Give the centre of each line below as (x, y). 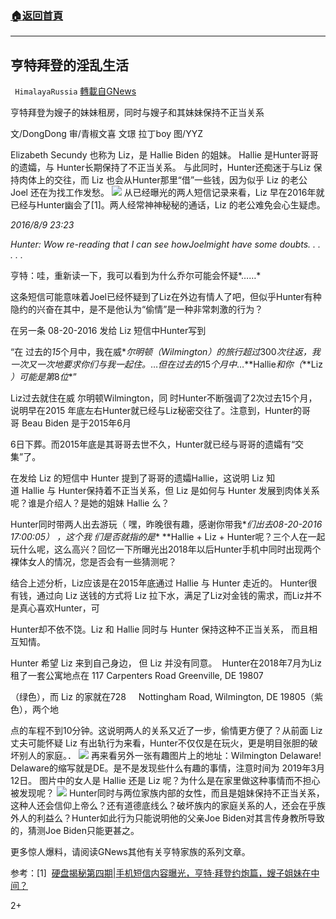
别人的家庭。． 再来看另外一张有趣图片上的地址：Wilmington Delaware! (170, 756)
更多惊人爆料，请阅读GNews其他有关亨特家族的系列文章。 (130, 852)
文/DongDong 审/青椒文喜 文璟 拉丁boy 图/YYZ (106, 134)
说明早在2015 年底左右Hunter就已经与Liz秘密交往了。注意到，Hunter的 (156, 411)
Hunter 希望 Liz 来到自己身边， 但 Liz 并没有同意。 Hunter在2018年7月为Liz (166, 663)
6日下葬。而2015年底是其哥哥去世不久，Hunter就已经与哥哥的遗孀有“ (153, 444)
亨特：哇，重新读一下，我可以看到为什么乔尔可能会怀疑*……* (136, 276)
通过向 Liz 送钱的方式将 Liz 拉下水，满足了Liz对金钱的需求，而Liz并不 (179, 596)
